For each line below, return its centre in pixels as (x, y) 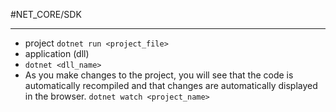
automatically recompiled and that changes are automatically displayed (171, 85)
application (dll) (57, 53)
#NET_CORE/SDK (46, 14)
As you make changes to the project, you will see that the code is (159, 75)
